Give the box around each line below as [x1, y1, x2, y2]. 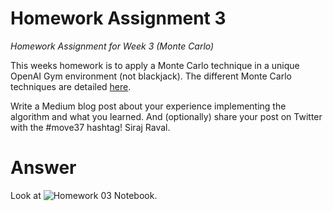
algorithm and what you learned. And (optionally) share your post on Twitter [10, 110, 323, 122]
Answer [10, 157, 77, 179]
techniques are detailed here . [10, 80, 132, 92]
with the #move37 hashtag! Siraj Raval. [10, 121, 171, 133]
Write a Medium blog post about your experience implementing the [10, 100, 287, 112]
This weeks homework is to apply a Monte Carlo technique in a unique [10, 59, 300, 71]
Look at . [10, 189, 158, 201]
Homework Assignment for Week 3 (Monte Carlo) [10, 40, 215, 52]
